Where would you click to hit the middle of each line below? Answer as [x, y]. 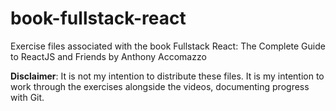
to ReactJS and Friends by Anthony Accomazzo [108, 56]
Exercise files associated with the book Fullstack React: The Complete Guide [168, 46]
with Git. [27, 97]
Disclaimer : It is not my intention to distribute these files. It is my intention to [167, 76]
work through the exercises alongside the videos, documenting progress [160, 86]
